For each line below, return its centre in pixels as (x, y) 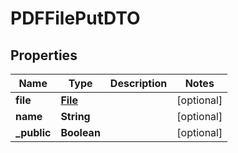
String (75, 116)
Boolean (80, 132)
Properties (44, 55)
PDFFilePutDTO (75, 18)
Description (138, 83)
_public (33, 132)
